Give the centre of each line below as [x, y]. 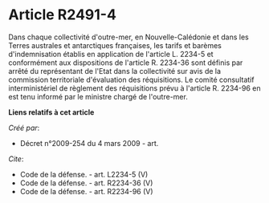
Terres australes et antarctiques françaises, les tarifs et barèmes [115, 45]
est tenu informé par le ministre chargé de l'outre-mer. [98, 96]
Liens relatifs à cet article [51, 112]
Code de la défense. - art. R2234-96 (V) [87, 191]
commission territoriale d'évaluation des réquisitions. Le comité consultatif [131, 79]
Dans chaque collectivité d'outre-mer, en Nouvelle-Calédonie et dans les [128, 37]
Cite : [16, 159]
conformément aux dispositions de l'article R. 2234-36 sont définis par [126, 63]
